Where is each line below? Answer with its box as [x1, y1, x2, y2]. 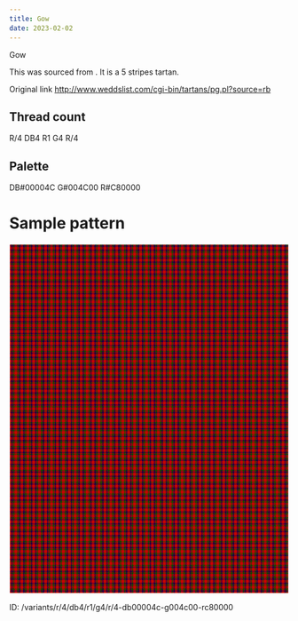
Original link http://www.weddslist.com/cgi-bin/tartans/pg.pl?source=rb [9, 84, 271, 94]
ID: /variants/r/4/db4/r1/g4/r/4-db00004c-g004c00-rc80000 [9, 602, 233, 613]
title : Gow [9, 14, 50, 23]
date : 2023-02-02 [9, 23, 74, 33]
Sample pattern [9, 213, 126, 234]
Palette [9, 158, 50, 173]
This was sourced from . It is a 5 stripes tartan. [9, 67, 180, 77]
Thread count [9, 109, 86, 124]
